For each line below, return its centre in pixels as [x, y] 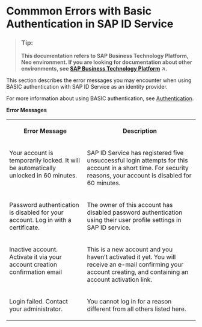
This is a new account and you [130, 250]
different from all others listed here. [136, 309]
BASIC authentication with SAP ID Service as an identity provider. [87, 87]
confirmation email [35, 272]
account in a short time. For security [138, 168]
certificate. [25, 227]
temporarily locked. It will [44, 160]
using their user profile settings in [134, 220]
